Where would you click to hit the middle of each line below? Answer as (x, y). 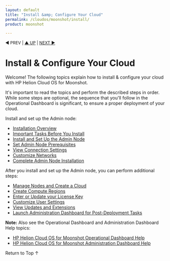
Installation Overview (35, 128)
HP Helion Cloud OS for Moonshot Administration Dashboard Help (82, 243)
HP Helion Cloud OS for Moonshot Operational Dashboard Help (79, 238)
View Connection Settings (40, 150)
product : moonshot (25, 24)
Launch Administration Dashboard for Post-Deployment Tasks (77, 213)
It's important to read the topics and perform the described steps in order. (82, 92)
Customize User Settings (39, 202)
